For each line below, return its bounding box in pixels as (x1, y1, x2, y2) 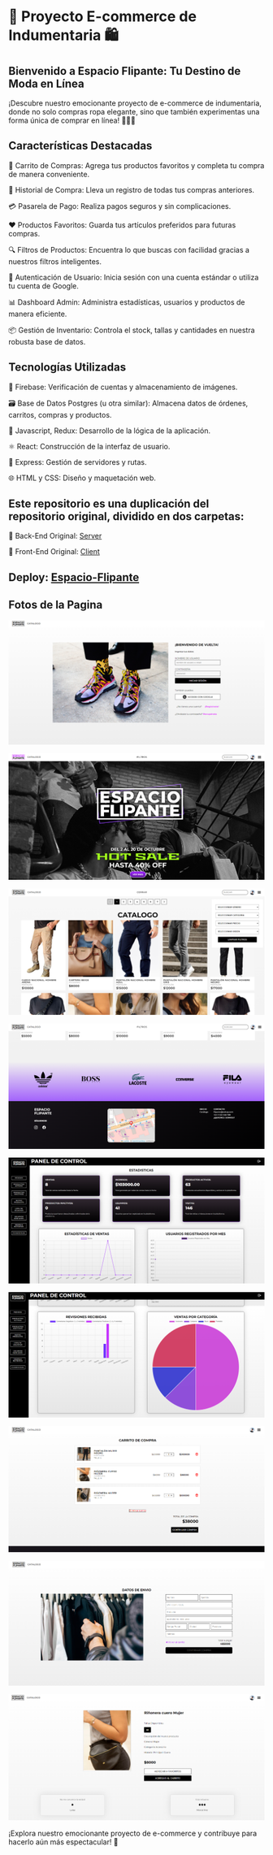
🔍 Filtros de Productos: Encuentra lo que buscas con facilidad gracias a (8, 245, 250, 254)
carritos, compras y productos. (8, 410, 112, 419)
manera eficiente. (8, 309, 67, 319)
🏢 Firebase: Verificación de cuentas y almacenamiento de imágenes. (8, 382, 238, 392)
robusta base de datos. (8, 336, 86, 346)
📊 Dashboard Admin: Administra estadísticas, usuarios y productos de (8, 297, 245, 307)
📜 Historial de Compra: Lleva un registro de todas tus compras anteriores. (8, 184, 254, 194)
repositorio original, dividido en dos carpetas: (8, 509, 245, 523)
